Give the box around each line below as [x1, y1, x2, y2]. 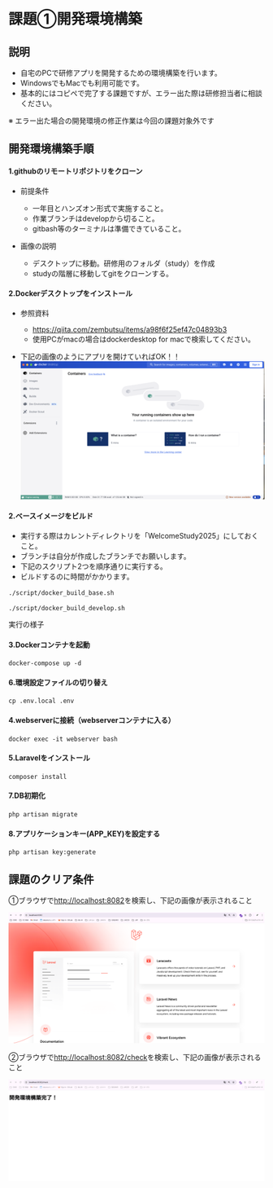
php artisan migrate [8, 811, 79, 819]
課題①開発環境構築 [8, 10, 142, 29]
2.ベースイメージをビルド [8, 511, 93, 521]
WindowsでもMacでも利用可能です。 [19, 78, 144, 88]
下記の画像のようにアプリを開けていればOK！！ [19, 351, 180, 361]
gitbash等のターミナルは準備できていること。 [32, 223, 186, 233]
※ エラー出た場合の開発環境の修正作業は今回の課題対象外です [8, 116, 214, 125]
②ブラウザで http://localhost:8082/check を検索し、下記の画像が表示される [8, 1052, 262, 1062]
